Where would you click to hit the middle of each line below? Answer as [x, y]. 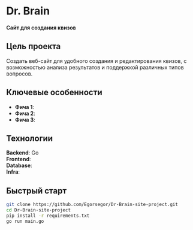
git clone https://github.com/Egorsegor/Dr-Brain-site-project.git [92, 205]
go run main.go [25, 221]
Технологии [29, 138]
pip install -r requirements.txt [48, 216]
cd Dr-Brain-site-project [38, 210]
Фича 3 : [25, 119]
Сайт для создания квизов [41, 28]
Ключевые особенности [55, 93]
